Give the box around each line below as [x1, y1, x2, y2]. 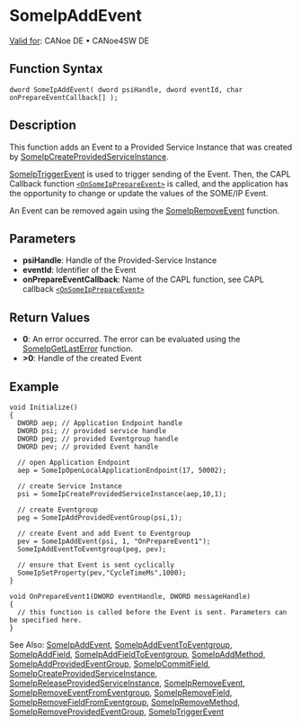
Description [9, 118, 76, 133]
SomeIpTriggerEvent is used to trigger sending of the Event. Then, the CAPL [9, 168, 291, 179]
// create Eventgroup [17, 505, 99, 514]
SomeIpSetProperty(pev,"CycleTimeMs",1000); [17, 568, 187, 577]
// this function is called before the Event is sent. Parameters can [17, 608, 288, 617]
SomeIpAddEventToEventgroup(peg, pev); [17, 545, 167, 554]
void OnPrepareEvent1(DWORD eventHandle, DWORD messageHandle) [9, 592, 252, 601]
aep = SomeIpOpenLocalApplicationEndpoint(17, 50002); [17, 466, 227, 475]
